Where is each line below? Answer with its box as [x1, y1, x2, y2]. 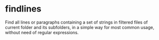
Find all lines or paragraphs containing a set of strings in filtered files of [5, 19, 148, 25]
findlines [5, 3, 42, 14]
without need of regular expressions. [5, 29, 79, 35]
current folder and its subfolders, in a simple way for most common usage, [5, 24, 155, 30]
